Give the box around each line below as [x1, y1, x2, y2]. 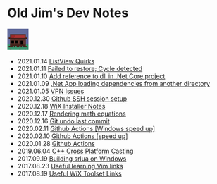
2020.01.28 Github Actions [17, 139, 95, 147]
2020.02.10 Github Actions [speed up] [17, 132, 128, 140]
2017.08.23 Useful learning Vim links [17, 161, 123, 170]
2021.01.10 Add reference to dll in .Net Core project [17, 72, 166, 80]
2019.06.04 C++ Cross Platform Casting [17, 147, 134, 155]
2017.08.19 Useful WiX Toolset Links [17, 169, 122, 178]
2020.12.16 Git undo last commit [17, 116, 111, 125]
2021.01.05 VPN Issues [17, 87, 85, 95]
